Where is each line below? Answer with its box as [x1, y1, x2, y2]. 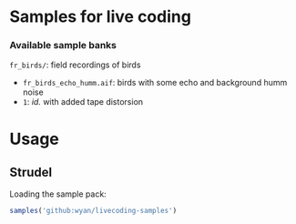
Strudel [9, 165, 53, 180]
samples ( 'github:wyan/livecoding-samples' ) [9, 207, 178, 216]
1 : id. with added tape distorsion [22, 97, 144, 107]
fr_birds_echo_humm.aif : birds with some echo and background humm [22, 77, 288, 88]
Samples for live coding [9, 6, 191, 27]
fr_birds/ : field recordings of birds [9, 59, 141, 70]
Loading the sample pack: [9, 188, 107, 199]
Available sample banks [9, 39, 117, 52]
